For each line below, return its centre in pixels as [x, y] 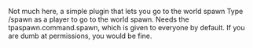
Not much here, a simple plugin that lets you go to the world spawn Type [126, 11]
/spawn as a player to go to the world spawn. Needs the [99, 19]
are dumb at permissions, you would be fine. [80, 36]
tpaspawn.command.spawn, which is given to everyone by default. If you [126, 27]
